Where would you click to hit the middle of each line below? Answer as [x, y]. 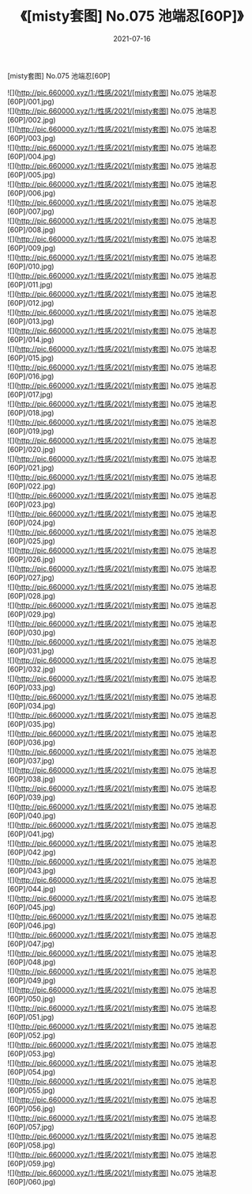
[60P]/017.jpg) [30, 394]
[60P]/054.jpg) [32, 1072]
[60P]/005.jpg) [32, 174]
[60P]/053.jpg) [32, 1053]
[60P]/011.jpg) [30, 284]
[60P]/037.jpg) [31, 760]
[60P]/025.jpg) [32, 541]
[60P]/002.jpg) [32, 120]
